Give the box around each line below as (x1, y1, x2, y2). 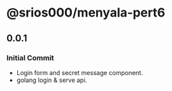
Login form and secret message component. (16, 68, 143, 77)
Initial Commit (6, 53, 55, 63)
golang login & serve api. (16, 76, 88, 84)
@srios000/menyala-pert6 (6, 5, 166, 21)
